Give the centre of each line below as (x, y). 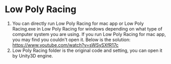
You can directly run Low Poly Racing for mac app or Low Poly (78, 23)
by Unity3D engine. (33, 56)
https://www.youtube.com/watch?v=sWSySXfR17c (65, 45)
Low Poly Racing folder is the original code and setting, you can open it (87, 50)
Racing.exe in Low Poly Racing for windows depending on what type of (87, 28)
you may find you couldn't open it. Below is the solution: (71, 40)
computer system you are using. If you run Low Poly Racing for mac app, (89, 34)
